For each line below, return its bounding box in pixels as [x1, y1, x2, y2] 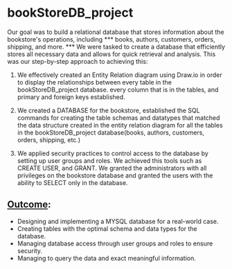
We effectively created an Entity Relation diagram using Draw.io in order [17, 71, 223, 79]
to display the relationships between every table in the [17, 78, 172, 86]
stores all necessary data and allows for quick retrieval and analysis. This [7, 50, 216, 58]
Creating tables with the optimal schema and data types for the [17, 224, 197, 233]
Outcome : [7, 199, 51, 211]
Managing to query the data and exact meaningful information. [17, 254, 196, 262]
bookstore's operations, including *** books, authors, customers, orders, [7, 35, 215, 43]
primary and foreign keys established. [17, 92, 126, 101]
